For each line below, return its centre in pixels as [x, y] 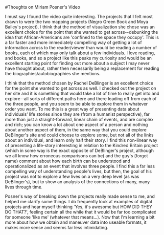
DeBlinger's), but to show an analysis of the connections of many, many [78, 182]
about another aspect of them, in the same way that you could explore [76, 130]
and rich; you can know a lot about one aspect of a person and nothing [77, 125]
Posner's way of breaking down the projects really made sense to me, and [80, 196]
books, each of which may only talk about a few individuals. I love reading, [80, 53]
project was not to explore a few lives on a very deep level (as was [72, 176]
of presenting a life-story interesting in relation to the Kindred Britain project [82, 145]
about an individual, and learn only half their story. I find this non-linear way [81, 140]
